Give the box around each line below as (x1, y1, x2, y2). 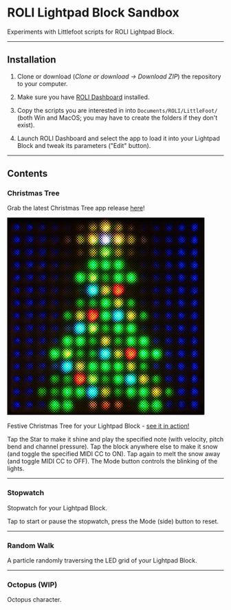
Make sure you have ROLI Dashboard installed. (16, 93, 150, 101)
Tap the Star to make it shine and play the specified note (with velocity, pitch (7, 435, 224, 444)
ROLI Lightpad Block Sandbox (7, 5, 180, 21)
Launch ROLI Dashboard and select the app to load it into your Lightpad (16, 134, 220, 142)
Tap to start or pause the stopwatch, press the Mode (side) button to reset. (7, 517, 219, 525)
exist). (16, 120, 35, 129)
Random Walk (7, 541, 54, 550)
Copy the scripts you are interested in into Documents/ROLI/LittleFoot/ (16, 106, 218, 114)
